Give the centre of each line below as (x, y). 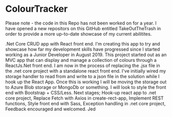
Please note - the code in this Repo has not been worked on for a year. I (81, 23)
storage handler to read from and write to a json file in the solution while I (82, 76)
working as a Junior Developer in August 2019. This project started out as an (86, 55)
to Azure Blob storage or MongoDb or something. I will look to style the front (86, 87)
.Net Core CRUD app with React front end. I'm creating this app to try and (83, 43)
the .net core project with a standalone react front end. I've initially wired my (86, 71)
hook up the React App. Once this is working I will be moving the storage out (86, 82)
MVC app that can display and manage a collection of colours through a (81, 60)
